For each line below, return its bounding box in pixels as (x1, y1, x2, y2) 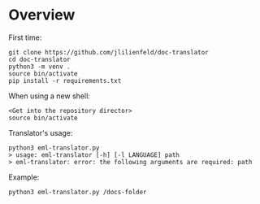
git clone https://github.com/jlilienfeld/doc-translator (8, 48, 209, 56)
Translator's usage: (8, 128, 73, 137)
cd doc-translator (8, 55, 71, 63)
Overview (8, 6, 76, 24)
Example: (8, 172, 40, 182)
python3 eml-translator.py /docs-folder (8, 188, 148, 196)
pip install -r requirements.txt (8, 76, 122, 85)
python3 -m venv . (8, 63, 71, 71)
